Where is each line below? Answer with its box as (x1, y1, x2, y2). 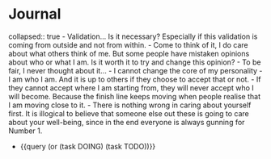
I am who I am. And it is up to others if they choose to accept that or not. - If (8, 74, 261, 84)
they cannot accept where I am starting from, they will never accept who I (8, 82, 255, 93)
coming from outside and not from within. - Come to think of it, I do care (8, 40, 248, 49)
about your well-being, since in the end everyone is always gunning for (8, 117, 245, 127)
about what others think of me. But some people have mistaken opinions (8, 48, 250, 58)
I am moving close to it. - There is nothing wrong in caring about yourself (8, 100, 252, 110)
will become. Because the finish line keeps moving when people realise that (8, 91, 261, 101)
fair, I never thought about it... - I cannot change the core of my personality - (8, 65, 263, 75)
